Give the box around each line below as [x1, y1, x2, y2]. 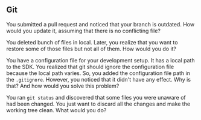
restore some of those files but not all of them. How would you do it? [6, 45, 177, 52]
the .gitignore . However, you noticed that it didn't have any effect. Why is [6, 76, 191, 83]
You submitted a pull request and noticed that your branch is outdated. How [6, 20, 195, 28]
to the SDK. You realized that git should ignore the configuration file [6, 63, 174, 70]
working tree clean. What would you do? [6, 106, 107, 113]
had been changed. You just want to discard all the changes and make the [6, 100, 191, 107]
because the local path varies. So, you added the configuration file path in [6, 69, 190, 77]
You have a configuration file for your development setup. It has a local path [6, 56, 195, 64]
